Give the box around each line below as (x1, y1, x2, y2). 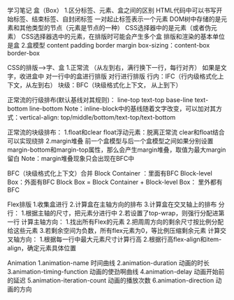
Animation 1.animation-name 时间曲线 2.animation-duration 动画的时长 (7, 259, 210, 267)
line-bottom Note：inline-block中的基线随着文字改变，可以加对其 (29, 104, 217, 113)
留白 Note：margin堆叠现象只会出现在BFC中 (7, 155, 135, 162)
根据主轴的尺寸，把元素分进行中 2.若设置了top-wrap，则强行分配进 (25, 209, 219, 217)
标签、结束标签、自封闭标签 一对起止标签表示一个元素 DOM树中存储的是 (13, 15, 221, 23)
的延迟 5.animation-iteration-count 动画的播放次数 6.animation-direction (7, 276, 214, 285)
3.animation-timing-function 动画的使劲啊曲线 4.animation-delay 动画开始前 (7, 268, 225, 276)
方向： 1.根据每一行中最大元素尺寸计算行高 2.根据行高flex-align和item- (19, 235, 222, 243)
